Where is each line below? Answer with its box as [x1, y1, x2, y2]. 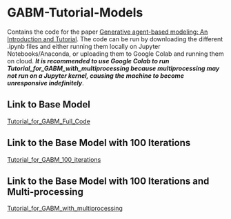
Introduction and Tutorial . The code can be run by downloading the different [7, 34, 223, 43]
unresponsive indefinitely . [7, 79, 84, 87]
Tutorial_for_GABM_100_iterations [7, 155, 101, 163]
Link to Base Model [7, 98, 91, 111]
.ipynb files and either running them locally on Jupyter [7, 42, 161, 50]
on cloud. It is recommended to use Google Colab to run [7, 56, 170, 65]
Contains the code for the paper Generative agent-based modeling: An [7, 28, 208, 36]
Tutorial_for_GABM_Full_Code [7, 117, 91, 125]
